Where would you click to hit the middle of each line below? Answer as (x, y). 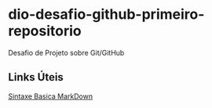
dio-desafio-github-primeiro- (106, 14)
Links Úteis (36, 77)
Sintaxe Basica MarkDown (50, 96)
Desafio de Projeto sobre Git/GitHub (66, 52)
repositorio (45, 31)
